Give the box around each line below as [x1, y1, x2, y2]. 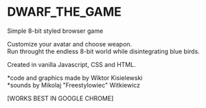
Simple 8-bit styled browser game [7, 27, 104, 35]
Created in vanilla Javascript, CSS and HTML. [7, 60, 136, 68]
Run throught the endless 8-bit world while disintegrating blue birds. [7, 47, 201, 55]
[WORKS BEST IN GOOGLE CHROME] [7, 94, 114, 103]
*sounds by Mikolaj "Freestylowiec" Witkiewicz [7, 81, 141, 89]
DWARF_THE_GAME [7, 4, 122, 20]
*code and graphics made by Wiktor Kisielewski [7, 73, 143, 82]
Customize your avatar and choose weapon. [7, 40, 133, 48]
